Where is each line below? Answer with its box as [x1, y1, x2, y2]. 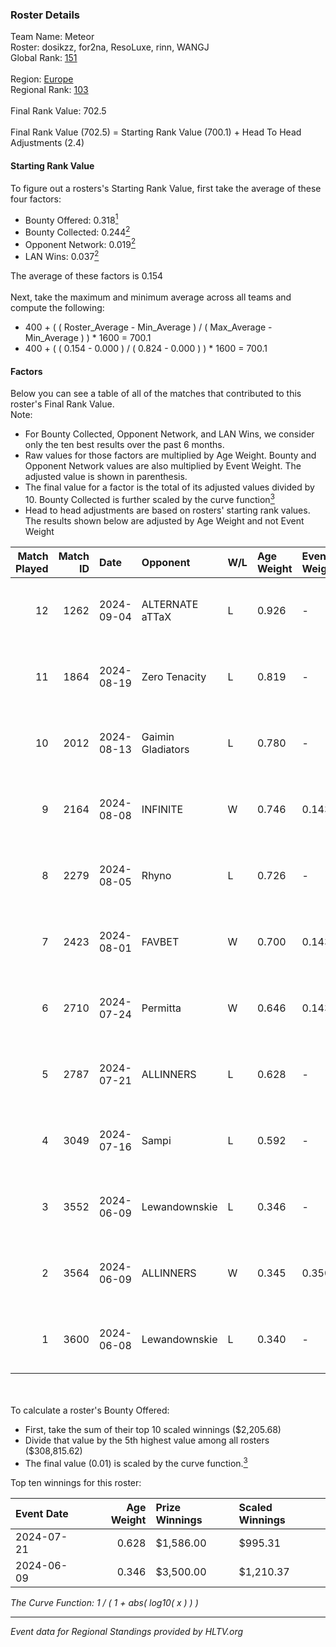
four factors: [10, 193, 62, 205]
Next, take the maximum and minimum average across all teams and [10, 291, 292, 303]
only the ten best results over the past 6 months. [24, 439, 225, 451]
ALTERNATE [141, 597, 199, 611]
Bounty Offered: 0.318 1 [24, 212, 119, 226]
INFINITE [141, 802, 184, 816]
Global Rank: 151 [10, 52, 78, 64]
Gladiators [141, 742, 190, 756]
